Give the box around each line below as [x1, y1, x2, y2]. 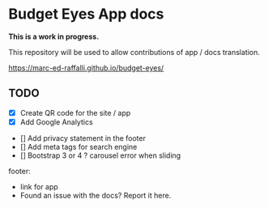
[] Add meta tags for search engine [19, 142, 138, 151]
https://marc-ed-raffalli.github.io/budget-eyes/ [8, 62, 164, 73]
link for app [19, 181, 58, 191]
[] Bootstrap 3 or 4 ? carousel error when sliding [19, 151, 181, 160]
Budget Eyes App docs [8, 5, 164, 23]
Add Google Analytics [19, 117, 93, 126]
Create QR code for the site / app [19, 108, 131, 117]
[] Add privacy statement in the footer [19, 133, 146, 142]
